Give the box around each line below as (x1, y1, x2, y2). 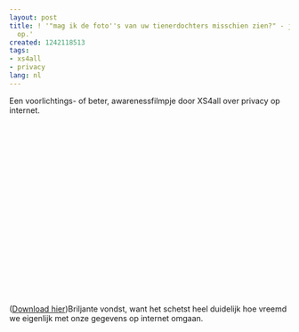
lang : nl (9, 71, 42, 80)
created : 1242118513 (9, 37, 86, 47)
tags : (9, 46, 29, 55)
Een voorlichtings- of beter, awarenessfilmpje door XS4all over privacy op (9, 95, 280, 106)
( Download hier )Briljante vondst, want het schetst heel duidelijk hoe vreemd (9, 304, 287, 314)
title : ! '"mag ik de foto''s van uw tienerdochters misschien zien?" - (9, 21, 285, 30)
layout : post (9, 12, 58, 22)
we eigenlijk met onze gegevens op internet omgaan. (9, 312, 204, 323)
